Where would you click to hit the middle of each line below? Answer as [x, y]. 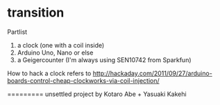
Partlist [17, 32]
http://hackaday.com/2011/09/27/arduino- [153, 73]
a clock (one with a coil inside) [61, 45]
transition [36, 13]
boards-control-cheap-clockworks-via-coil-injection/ [83, 80]
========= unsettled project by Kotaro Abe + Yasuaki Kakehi [97, 94]
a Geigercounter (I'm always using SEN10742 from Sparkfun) [104, 59]
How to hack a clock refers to [49, 73]
